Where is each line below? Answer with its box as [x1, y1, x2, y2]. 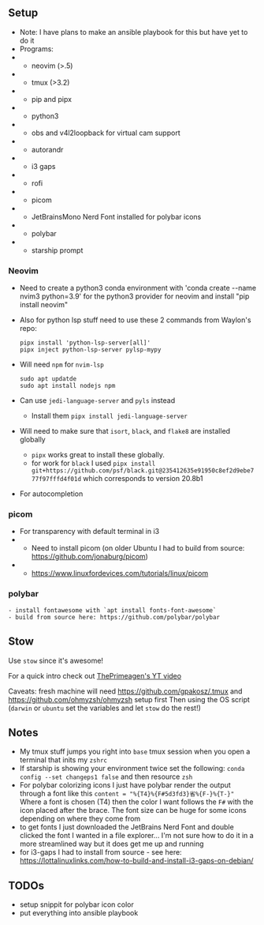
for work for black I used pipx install [31, 458, 156, 468]
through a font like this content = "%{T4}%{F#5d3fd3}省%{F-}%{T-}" [19, 789, 235, 799]
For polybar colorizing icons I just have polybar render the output [19, 780, 231, 790]
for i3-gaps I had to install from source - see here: [19, 848, 183, 857]
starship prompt [31, 245, 84, 255]
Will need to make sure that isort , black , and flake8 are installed [19, 427, 231, 436]
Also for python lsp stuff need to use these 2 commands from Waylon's [19, 315, 251, 325]
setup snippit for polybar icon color [19, 900, 134, 909]
